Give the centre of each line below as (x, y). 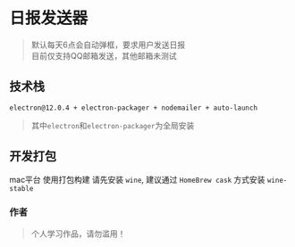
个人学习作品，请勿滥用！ (78, 234)
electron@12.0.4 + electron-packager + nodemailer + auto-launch (133, 108)
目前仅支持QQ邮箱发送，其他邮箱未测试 (104, 55)
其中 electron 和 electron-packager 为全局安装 (113, 125)
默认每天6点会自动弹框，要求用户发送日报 (108, 45)
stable (21, 188)
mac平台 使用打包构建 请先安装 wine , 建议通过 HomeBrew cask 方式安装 (137, 179)
